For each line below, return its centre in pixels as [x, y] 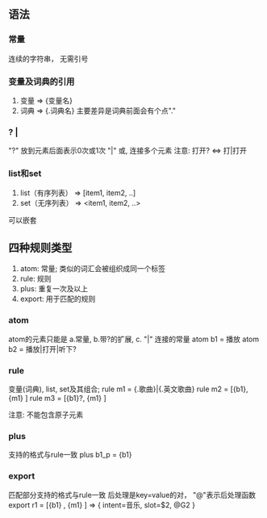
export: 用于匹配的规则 [58, 299]
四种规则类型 [40, 247]
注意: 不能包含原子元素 [46, 415]
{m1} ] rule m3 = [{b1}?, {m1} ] [57, 398]
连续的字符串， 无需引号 [48, 58]
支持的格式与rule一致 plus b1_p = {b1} [70, 455]
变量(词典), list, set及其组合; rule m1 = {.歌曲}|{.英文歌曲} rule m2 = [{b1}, [128, 389]
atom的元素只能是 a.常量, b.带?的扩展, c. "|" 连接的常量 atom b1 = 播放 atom [134, 339]
